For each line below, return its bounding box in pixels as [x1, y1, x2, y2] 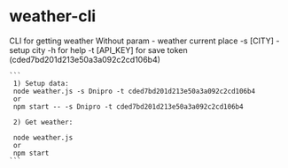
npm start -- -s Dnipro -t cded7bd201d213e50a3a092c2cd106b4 [12, 102, 244, 111]
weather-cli [9, 6, 97, 27]
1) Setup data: [12, 79, 69, 88]
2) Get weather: [12, 118, 74, 126]
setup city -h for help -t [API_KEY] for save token [9, 44, 188, 55]
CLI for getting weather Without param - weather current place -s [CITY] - [9, 35, 280, 46]
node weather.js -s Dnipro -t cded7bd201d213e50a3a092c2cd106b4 [12, 87, 255, 95]
